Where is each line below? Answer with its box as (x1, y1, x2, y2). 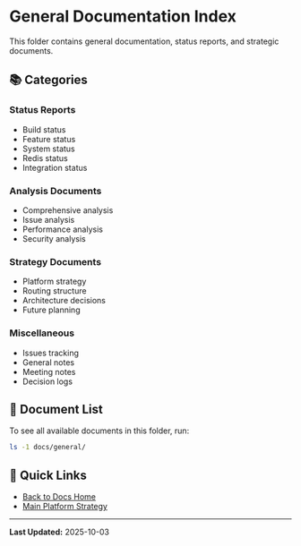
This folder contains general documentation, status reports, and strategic (9, 36, 279, 47)
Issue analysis (21, 214, 75, 225)
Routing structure (21, 286, 87, 296)
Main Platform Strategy (21, 501, 107, 512)
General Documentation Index (9, 6, 237, 27)
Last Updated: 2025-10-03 (9, 526, 110, 538)
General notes (21, 356, 74, 368)
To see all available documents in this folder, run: (9, 425, 190, 436)
